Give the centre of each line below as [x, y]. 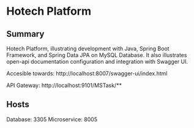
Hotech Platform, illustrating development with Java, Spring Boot [88, 48]
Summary [25, 34]
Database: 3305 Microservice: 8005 [52, 119]
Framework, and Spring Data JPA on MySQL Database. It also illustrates [97, 55]
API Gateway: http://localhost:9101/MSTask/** [64, 85]
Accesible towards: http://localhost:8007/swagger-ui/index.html [87, 73]
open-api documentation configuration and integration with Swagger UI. [97, 62]
